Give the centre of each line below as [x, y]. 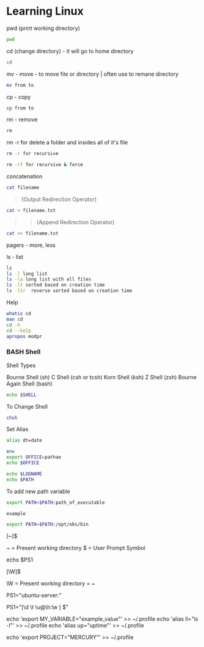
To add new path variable [38, 491]
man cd [15, 319]
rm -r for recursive [33, 154]
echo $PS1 [20, 560]
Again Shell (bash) [30, 384]
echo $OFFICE [23, 463]
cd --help [19, 331]
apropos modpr [24, 336]
